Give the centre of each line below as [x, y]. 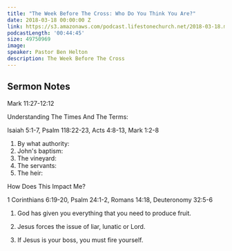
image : [17, 46]
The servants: [37, 165]
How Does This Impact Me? [47, 186]
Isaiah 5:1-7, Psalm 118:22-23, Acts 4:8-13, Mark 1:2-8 [83, 130]
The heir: [30, 173]
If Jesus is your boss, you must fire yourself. [80, 240]
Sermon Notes [39, 87]
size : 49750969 [29, 39]
